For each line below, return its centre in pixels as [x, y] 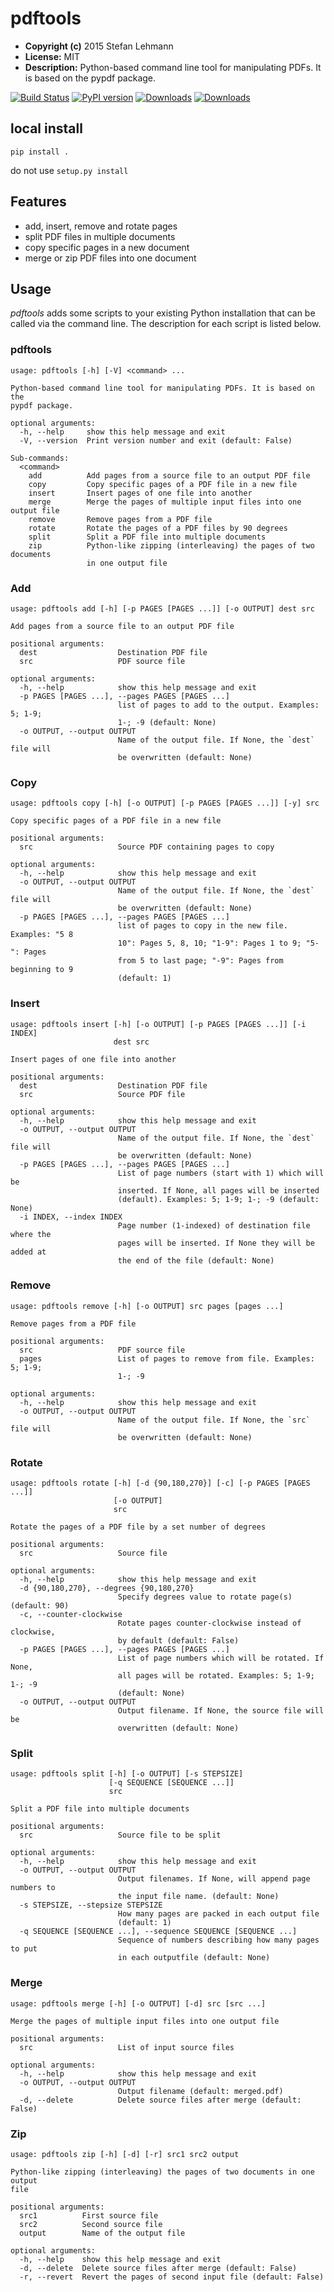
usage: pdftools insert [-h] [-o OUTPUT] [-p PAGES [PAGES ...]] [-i [158, 1024]
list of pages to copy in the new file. [202, 926]
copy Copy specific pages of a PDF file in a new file [163, 484]
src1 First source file [89, 2216]
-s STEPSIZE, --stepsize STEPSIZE [91, 1905]
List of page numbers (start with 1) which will [221, 1173]
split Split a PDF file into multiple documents [147, 537]
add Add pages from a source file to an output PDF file [169, 475]
